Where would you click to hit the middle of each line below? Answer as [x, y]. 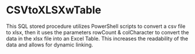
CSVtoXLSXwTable [54, 10]
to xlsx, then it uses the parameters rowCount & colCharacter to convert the [97, 32]
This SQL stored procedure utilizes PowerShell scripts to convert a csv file [96, 26]
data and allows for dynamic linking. [50, 45]
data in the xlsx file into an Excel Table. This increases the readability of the [97, 38]
